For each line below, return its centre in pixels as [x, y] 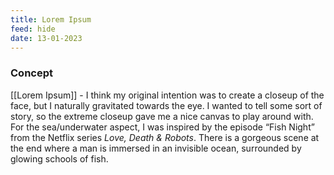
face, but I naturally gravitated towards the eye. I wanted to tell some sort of [166, 105]
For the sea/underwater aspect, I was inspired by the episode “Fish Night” [162, 127]
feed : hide [33, 29]
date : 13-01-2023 [46, 38]
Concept [31, 73]
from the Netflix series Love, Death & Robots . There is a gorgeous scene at [165, 137]
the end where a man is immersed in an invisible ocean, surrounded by [156, 148]
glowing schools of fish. [59, 158]
